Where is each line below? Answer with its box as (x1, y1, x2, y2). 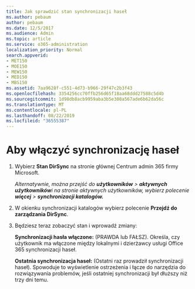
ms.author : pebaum (6, 14, 51, 20)
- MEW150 (6, 69, 28, 75)
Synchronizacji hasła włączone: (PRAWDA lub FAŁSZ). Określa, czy (14, 234, 180, 241)
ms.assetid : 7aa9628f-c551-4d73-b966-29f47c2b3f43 (6, 85, 133, 91)
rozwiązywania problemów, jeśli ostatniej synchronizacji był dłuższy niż (14, 270, 188, 277)
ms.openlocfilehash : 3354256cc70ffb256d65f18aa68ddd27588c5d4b (6, 91, 164, 97)
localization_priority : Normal (6, 47, 83, 53)
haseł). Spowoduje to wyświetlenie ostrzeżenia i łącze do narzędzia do (14, 264, 186, 271)
